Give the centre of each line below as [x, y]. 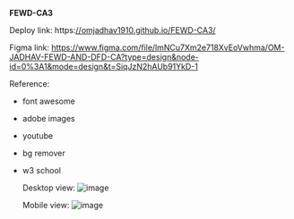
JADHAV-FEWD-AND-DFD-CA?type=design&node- [104, 57]
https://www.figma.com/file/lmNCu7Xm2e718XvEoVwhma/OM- [168, 47]
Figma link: [30, 47]
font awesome [49, 101]
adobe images [48, 118]
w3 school [41, 170]
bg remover [43, 153]
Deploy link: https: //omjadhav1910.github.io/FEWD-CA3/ [113, 30]
